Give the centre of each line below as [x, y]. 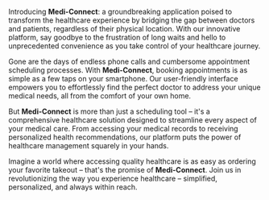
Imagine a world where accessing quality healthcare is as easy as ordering [132, 161]
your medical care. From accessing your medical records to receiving [124, 129]
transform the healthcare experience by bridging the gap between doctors [132, 20]
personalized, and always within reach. [73, 187]
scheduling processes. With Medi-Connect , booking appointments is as [128, 70]
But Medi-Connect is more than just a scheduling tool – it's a [110, 111]
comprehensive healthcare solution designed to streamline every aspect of [133, 120]
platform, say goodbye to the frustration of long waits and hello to [117, 37]
